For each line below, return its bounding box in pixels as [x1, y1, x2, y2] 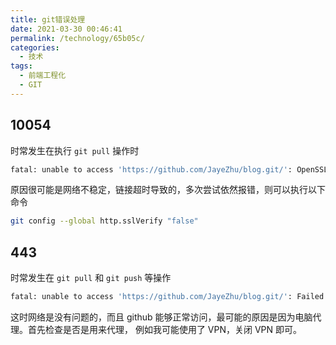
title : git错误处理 [10, 14, 86, 25]
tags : [10, 61, 33, 71]
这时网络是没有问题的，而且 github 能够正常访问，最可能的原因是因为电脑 [10, 311, 313, 323]
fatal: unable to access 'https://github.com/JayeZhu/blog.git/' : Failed [10, 292, 325, 302]
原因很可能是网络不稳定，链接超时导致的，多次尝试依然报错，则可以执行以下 [10, 184, 326, 196]
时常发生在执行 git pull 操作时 [10, 144, 140, 156]
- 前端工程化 [19, 71, 67, 81]
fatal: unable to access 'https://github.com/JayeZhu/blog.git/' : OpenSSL [10, 164, 329, 175]
